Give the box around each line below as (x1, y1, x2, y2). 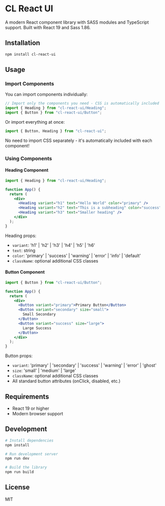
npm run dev (5, 456, 29, 461)
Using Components (5, 155, 53, 162)
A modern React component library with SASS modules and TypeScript (5, 19, 149, 25)
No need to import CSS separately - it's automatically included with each (5, 137, 152, 143)
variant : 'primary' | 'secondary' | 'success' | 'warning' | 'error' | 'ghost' (12, 363, 157, 369)
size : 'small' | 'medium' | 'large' (12, 368, 76, 373)
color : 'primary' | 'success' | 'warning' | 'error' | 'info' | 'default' (12, 252, 141, 259)
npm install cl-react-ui (5, 52, 56, 57)
